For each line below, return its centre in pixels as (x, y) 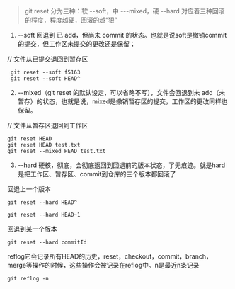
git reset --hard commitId (47, 242)
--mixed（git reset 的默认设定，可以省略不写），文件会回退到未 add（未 (121, 92)
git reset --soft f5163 (45, 72)
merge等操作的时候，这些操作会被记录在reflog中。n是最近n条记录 (103, 265)
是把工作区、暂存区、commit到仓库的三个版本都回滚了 (97, 174)
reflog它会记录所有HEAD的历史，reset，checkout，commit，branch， (110, 256)
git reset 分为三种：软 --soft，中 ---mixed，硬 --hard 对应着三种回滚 (125, 11)
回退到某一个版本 (32, 229)
